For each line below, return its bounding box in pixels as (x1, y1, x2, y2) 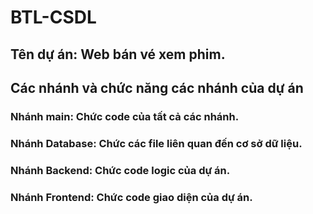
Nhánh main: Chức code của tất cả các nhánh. (10, 109, 240, 123)
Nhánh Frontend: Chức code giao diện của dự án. (10, 190, 253, 204)
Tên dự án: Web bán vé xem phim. (10, 46, 226, 63)
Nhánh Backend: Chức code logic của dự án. (10, 163, 231, 177)
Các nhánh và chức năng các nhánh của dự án (10, 79, 304, 96)
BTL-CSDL (10, 6, 97, 29)
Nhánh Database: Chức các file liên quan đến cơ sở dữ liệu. (10, 136, 303, 150)
